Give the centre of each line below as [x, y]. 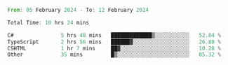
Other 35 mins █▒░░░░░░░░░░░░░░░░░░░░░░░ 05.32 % [114, 55]
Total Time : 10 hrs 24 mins [48, 22]
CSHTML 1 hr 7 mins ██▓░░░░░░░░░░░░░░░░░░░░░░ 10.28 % [114, 48]
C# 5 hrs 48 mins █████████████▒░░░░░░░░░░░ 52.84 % [114, 35]
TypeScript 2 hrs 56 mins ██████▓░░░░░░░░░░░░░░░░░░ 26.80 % [114, 42]
